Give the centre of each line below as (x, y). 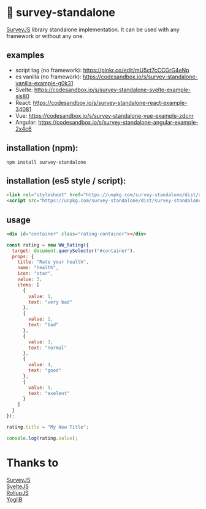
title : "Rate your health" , (53, 262)
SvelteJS (17, 486)
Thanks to (32, 463)
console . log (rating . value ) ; (42, 438)
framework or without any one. (45, 36)
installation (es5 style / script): (66, 181)
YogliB (14, 499)
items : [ (29, 285)
